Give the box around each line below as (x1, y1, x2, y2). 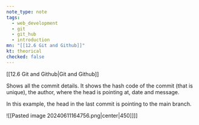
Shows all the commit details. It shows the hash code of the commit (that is (6, 82, 194, 89)
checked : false (6, 54, 45, 60)
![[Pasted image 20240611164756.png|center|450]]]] (6, 112, 138, 119)
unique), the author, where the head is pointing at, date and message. (6, 88, 180, 95)
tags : (6, 14, 20, 21)
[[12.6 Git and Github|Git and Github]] (6, 70, 99, 77)
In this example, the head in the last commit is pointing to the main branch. (6, 100, 192, 107)
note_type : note (6, 8, 47, 15)
